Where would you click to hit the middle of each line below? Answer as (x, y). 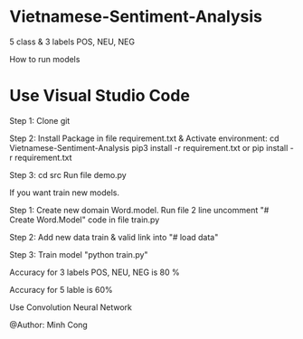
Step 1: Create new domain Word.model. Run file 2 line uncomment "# (139, 210)
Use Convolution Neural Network (71, 307)
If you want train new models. (65, 193)
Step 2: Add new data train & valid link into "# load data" (114, 237)
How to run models (45, 59)
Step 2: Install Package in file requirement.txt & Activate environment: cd (144, 138)
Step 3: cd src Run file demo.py (68, 174)
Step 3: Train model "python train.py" (79, 254)
